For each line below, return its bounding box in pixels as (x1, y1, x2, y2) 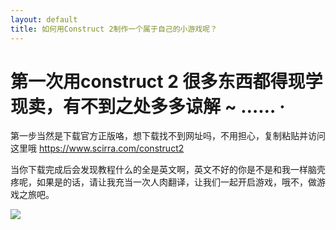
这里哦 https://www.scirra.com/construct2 (10, 142, 185, 155)
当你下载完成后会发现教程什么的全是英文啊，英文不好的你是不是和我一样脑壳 (10, 164, 326, 176)
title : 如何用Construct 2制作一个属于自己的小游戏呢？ (10, 24, 218, 34)
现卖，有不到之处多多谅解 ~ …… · (10, 95, 286, 118)
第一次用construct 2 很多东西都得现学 (10, 70, 323, 93)
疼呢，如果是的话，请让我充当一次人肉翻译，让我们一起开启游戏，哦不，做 (10, 176, 317, 188)
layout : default (10, 14, 78, 25)
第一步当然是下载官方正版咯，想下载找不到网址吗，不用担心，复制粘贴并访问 (10, 130, 326, 142)
